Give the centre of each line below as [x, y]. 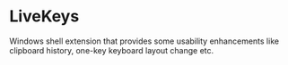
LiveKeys [44, 16]
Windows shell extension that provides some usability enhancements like [144, 41]
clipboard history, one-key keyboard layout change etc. [112, 50]
